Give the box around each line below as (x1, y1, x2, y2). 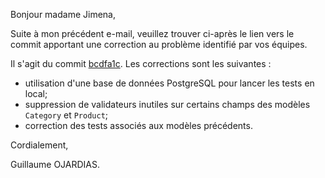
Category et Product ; (24, 109, 109, 121)
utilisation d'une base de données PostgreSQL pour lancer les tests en (24, 77, 315, 89)
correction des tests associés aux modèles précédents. (24, 120, 253, 131)
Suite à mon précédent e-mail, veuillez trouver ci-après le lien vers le (10, 28, 295, 39)
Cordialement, (10, 139, 69, 151)
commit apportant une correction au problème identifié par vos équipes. (10, 39, 308, 50)
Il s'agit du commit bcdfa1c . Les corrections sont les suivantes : (10, 58, 272, 69)
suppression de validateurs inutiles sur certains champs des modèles (24, 99, 311, 110)
